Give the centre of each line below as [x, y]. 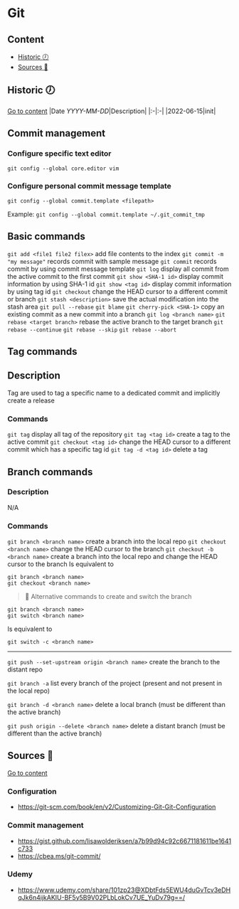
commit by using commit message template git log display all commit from [118, 269]
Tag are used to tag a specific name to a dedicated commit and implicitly [114, 393]
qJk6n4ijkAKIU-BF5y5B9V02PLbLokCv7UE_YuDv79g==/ [101, 897]
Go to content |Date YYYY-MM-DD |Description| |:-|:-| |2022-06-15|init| [112, 111]
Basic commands [46, 236]
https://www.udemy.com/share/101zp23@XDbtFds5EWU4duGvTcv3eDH [124, 890]
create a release [31, 400]
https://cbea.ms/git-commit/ [59, 856]
